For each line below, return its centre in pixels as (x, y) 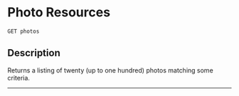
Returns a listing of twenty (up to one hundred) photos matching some (110, 70)
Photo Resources (59, 12)
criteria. (19, 78)
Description (34, 53)
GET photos (23, 31)
